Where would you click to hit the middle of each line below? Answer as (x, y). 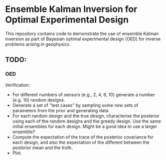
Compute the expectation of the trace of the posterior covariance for (83, 137)
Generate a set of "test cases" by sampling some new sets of (75, 105)
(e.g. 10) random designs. (39, 100)
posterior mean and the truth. (43, 148)
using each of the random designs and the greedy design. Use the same (86, 121)
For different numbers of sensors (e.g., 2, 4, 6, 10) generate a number (84, 94)
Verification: (18, 85)
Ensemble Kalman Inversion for (71, 9)
